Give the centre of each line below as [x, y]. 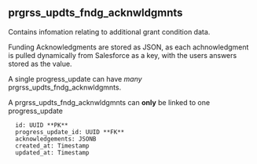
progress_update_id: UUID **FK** [70, 132]
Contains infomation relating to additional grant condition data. [109, 31]
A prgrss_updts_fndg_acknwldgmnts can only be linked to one [109, 102]
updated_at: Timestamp [52, 152]
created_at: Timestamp [52, 146]
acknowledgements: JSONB [56, 139]
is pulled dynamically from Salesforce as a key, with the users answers [123, 55]
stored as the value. [40, 64]
